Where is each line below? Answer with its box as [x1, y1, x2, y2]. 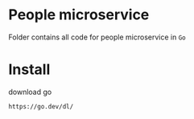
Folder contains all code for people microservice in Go [8, 32, 187, 42]
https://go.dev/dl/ [8, 102, 74, 110]
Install [8, 60, 51, 79]
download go [8, 87, 52, 96]
